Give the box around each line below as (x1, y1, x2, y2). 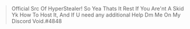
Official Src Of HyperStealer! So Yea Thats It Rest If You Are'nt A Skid (11, 5, 184, 12)
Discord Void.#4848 (11, 18, 62, 24)
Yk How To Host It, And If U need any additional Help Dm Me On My (11, 11, 181, 18)
